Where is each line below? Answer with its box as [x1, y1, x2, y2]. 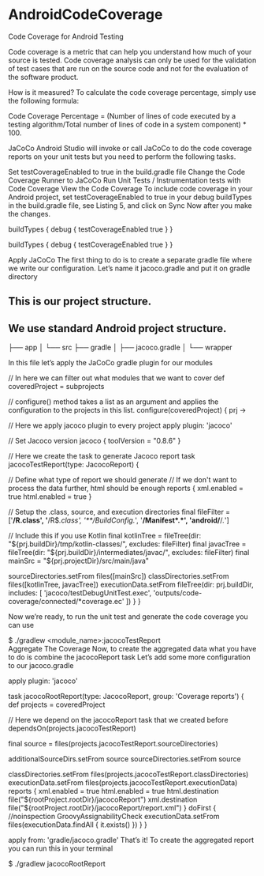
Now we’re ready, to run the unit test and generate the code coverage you [8, 612, 248, 621]
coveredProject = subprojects [8, 382, 105, 391]
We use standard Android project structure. [8, 322, 227, 335]
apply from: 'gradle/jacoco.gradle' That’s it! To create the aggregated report [8, 836, 255, 845]
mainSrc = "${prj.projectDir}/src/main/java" [8, 556, 150, 566]
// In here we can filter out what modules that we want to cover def [8, 373, 225, 383]
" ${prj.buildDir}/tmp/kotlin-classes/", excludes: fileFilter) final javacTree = [8, 539, 247, 549]
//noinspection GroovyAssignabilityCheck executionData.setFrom [8, 812, 220, 821]
